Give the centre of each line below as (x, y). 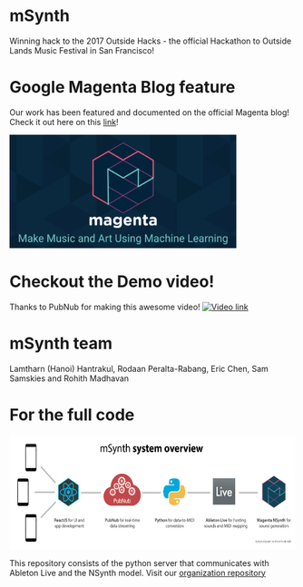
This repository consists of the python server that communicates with (139, 563)
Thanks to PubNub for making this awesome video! (105, 307)
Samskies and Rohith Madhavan (69, 378)
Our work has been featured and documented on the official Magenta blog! (150, 112)
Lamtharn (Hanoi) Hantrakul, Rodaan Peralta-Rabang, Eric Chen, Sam (139, 368)
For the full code (72, 415)
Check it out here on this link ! (64, 122)
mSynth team (61, 343)
